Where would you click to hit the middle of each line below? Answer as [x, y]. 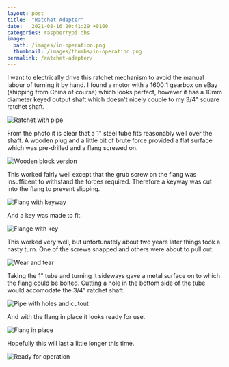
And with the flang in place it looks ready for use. [76, 316]
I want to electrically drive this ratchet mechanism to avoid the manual [106, 77]
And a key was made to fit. [44, 215]
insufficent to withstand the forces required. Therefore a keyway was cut [109, 181]
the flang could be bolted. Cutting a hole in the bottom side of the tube [106, 283]
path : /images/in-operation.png [59, 45]
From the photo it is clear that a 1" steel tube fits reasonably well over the [110, 133]
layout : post [26, 13]
